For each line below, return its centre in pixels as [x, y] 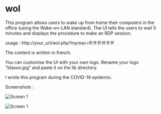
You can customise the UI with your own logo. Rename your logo [72, 62]
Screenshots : [20, 87]
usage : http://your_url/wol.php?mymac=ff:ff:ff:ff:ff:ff [60, 42]
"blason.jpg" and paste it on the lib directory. [51, 67]
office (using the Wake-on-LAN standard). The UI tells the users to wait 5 [81, 27]
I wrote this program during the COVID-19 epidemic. [59, 77]
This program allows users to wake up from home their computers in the [80, 22]
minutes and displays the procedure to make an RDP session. [68, 33]
